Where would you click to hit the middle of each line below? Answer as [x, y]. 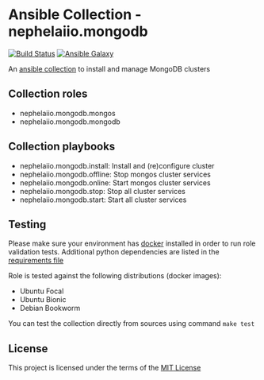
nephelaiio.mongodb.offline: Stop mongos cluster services [115, 174]
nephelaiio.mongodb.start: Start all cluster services [103, 200]
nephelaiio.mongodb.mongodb [70, 122]
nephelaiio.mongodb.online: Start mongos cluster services [115, 182]
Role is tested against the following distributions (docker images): [115, 276]
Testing [27, 224]
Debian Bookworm [50, 308]
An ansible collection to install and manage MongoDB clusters [109, 68]
